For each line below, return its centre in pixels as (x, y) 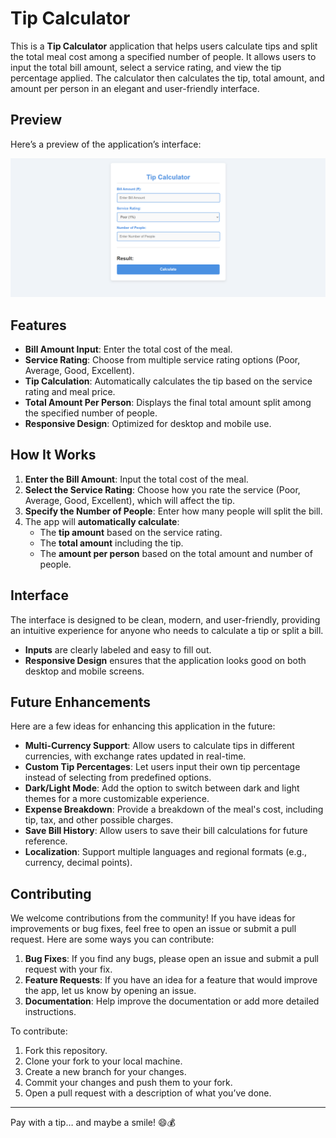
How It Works (53, 455)
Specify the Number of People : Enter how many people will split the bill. (173, 511)
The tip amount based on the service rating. (131, 532)
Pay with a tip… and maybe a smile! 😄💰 (93, 1123)
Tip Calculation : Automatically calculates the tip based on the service (168, 381)
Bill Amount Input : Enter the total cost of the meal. (128, 349)
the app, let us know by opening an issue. (110, 991)
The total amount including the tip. (111, 543)
